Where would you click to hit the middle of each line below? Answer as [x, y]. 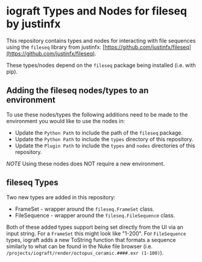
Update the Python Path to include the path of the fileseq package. [99, 133]
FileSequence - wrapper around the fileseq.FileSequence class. [95, 215]
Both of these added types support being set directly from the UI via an [95, 227]
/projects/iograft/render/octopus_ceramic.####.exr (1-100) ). [85, 252]
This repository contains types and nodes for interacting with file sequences [101, 40]
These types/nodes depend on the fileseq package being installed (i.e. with [101, 65]
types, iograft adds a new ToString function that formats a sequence [91, 240]
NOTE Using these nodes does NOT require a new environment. [86, 164]
